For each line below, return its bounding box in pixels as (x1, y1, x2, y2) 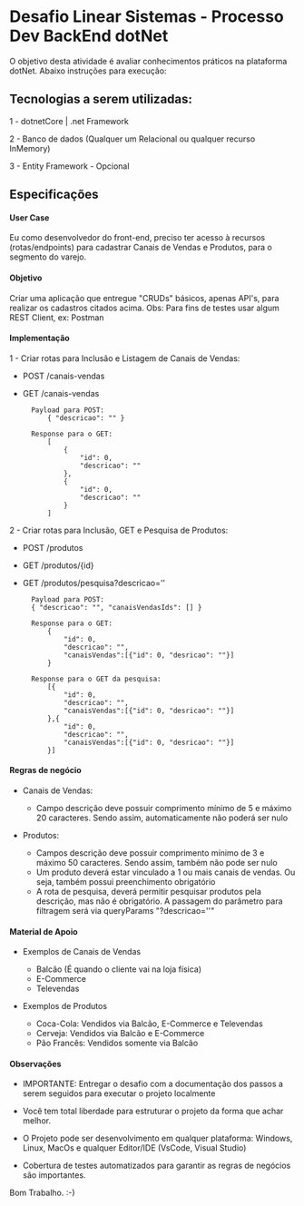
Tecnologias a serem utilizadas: (9, 92, 193, 107)
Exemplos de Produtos (22, 1001, 107, 1012)
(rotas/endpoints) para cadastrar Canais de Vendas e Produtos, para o (9, 242, 272, 253)
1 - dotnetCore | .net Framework (9, 115, 129, 126)
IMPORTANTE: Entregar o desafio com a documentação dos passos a (22, 1078, 284, 1090)
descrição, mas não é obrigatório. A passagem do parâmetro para (35, 896, 283, 907)
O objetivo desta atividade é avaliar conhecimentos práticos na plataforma (9, 55, 288, 66)
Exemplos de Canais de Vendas (22, 946, 142, 957)
